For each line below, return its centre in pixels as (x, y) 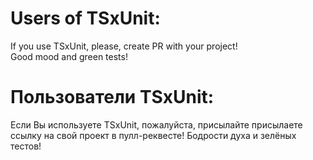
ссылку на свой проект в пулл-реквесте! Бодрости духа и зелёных (153, 135)
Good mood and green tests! (69, 56)
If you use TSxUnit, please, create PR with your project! (124, 46)
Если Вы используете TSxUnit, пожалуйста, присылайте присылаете (156, 124)
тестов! (26, 146)
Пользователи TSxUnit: (112, 97)
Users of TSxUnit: (85, 18)
